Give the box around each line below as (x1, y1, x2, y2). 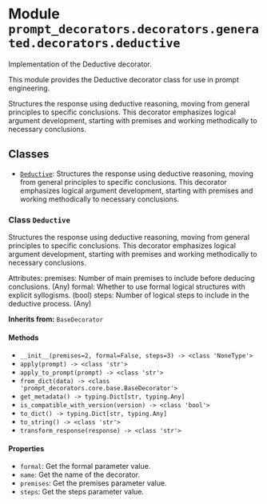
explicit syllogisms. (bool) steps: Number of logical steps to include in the (8, 290, 249, 300)
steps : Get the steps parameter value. (19, 487, 145, 497)
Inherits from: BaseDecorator (8, 314, 104, 324)
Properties (8, 443, 45, 453)
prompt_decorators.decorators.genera (8, 22, 260, 37)
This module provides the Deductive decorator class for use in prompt (8, 74, 240, 84)
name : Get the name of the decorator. (19, 470, 140, 480)
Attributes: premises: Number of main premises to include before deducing (8, 274, 255, 283)
